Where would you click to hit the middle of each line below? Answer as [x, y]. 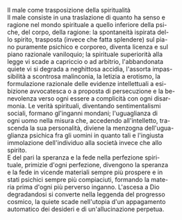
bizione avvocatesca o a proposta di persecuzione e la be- [91, 91]
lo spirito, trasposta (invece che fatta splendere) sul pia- [88, 40]
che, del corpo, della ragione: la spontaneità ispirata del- [88, 32]
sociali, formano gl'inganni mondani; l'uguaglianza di [83, 113]
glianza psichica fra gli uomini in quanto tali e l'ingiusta [85, 135]
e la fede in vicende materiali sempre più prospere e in [85, 172]
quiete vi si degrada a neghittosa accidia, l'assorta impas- [90, 69]
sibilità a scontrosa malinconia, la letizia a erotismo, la [84, 76]
